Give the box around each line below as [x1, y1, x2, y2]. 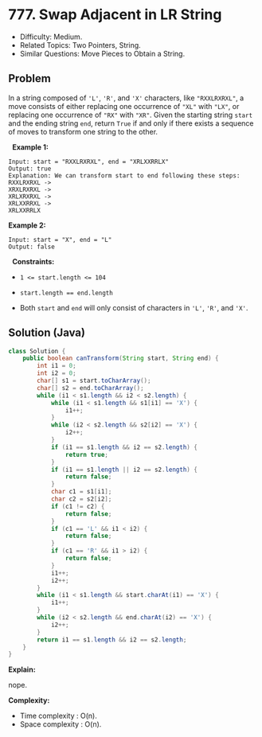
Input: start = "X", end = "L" [8, 236, 112, 244]
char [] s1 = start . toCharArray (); [37, 376, 151, 385]
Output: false [8, 243, 56, 251]
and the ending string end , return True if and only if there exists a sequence [8, 118, 254, 128]
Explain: [8, 665, 36, 674]
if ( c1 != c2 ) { [50, 502, 105, 510]
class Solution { [8, 347, 66, 355]
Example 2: [8, 220, 46, 230]
